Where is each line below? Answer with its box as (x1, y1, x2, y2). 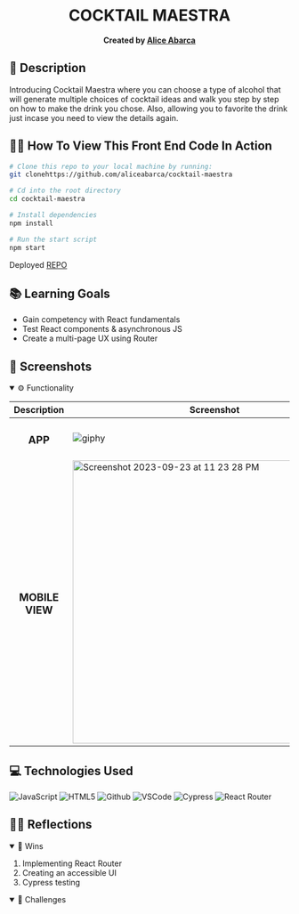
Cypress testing (21, 877, 81, 887)
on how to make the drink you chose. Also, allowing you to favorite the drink (9, 103, 287, 114)
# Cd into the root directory (9, 186, 122, 196)
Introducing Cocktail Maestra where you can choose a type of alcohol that (9, 84, 281, 94)
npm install (9, 219, 53, 228)
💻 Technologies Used (9, 763, 133, 779)
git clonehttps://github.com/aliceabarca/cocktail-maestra (9, 170, 233, 179)
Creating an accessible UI (21, 867, 117, 878)
